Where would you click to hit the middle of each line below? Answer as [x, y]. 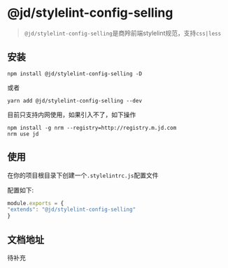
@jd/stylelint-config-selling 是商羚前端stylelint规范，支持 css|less [123, 33]
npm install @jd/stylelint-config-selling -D [74, 74]
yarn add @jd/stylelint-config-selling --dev [74, 100]
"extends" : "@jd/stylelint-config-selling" [72, 210]
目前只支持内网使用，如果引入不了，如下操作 [72, 114]
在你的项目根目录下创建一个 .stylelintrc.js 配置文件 [83, 175]
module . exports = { [36, 203]
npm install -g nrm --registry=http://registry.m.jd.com [92, 128]
